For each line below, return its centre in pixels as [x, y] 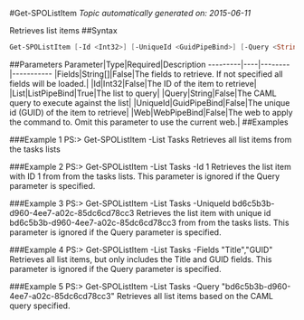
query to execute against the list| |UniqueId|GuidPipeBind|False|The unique [150, 102]
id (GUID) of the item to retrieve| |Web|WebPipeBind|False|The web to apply [151, 112]
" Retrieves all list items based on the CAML [192, 296]
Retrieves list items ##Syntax [63, 30]
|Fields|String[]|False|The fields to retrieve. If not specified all [168, 74]
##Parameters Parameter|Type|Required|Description [108, 64]
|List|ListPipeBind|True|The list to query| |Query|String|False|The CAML [143, 93]
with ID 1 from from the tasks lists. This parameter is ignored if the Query [145, 176]
